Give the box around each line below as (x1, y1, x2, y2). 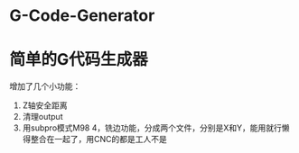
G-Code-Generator (9, 5, 155, 26)
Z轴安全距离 (22, 100, 68, 111)
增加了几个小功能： (9, 81, 81, 92)
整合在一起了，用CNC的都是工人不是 (30, 134, 167, 145)
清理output (22, 112, 63, 122)
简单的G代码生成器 (9, 49, 149, 70)
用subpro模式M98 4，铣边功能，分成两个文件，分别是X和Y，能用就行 (22, 122, 283, 133)
